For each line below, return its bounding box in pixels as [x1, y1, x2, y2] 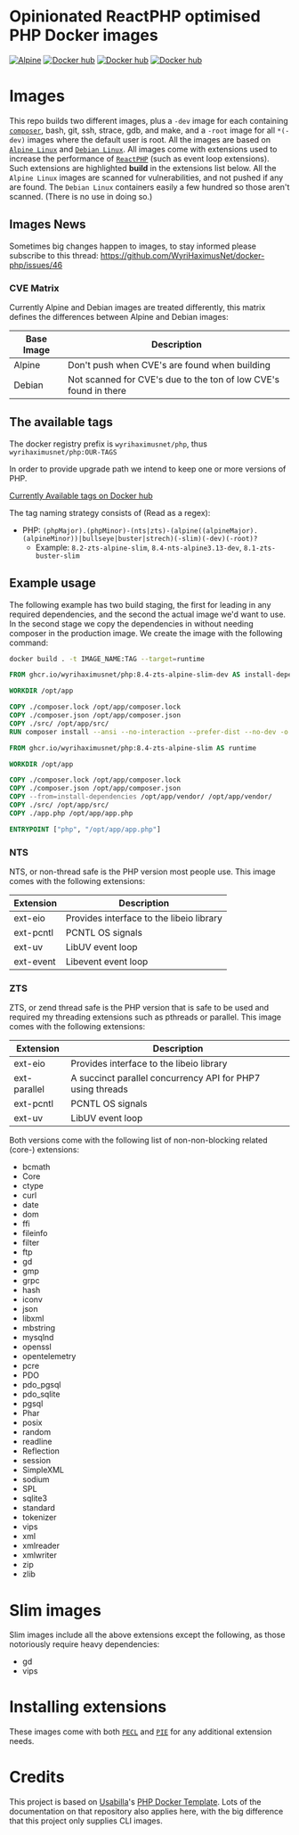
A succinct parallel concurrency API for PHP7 [70, 1072, 261, 1085]
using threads [70, 1083, 129, 1095]
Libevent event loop [65, 955, 149, 968]
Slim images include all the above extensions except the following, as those [9, 1629, 286, 1641]
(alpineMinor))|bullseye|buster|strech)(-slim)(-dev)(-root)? [21, 534, 258, 543]
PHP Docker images [9, 25, 158, 45]
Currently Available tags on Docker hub [9, 490, 153, 501]
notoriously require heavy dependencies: [9, 1639, 160, 1650]
